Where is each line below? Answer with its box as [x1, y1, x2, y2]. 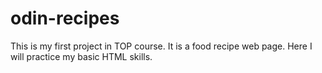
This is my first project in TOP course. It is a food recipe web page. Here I [10, 40, 313, 52]
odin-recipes [10, 7, 120, 30]
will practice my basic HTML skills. [10, 50, 153, 62]
